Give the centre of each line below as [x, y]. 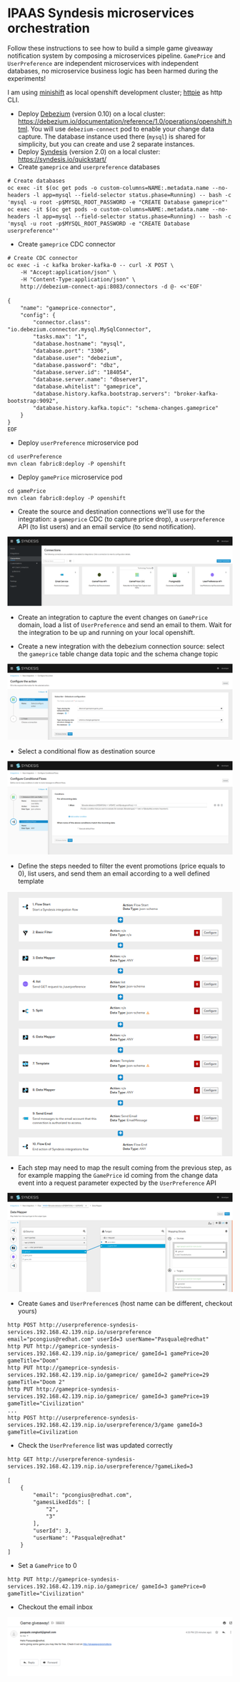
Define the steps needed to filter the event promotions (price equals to [121, 866]
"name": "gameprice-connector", [68, 308]
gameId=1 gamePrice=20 [175, 1354]
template [31, 881]
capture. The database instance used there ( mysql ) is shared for [111, 136]
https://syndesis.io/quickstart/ [62, 159]
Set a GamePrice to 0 [47, 1566]
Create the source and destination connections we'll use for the [111, 511]
